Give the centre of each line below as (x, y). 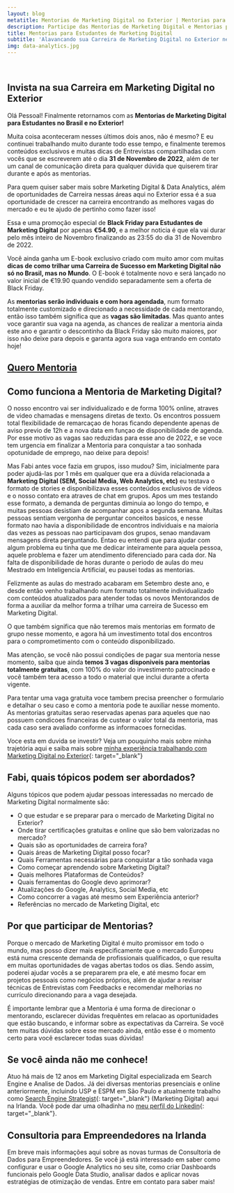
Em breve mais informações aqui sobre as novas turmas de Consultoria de (114, 1152)
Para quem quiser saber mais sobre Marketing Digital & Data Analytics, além (116, 187)
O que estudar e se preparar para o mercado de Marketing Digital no (116, 815)
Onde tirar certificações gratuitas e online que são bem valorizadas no (118, 830)
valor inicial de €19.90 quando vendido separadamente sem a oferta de (109, 280)
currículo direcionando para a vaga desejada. (72, 994)
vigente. (19, 684)
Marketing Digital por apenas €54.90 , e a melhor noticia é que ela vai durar (117, 230)
